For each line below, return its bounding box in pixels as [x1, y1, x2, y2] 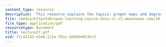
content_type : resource [5, 7, 54, 12]
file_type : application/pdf [5, 21, 63, 26]
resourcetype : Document [5, 25, 54, 30]
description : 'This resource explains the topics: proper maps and [5, 12, 147, 17]
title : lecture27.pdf [5, 30, 50, 35]
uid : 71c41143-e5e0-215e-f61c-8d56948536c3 [5, 35, 96, 40]
